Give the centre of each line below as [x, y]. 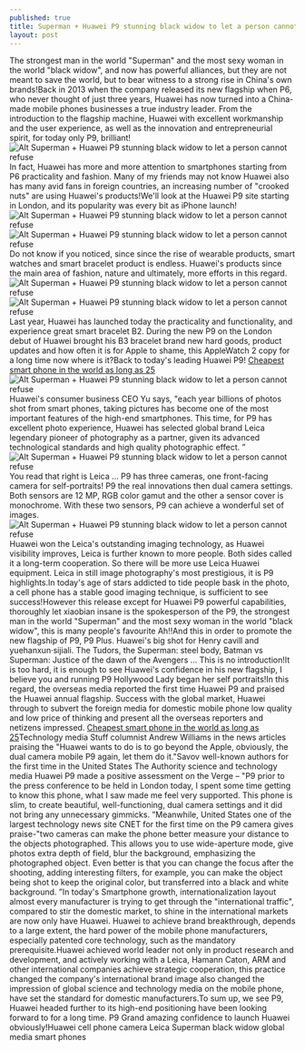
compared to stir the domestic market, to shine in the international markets [149, 912]
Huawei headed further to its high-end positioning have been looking [138, 1008]
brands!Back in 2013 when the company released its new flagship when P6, [151, 90]
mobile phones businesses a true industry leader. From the [142, 109]
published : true [40, 18]
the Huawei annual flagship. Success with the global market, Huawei [138, 699]
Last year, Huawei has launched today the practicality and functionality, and [151, 322]
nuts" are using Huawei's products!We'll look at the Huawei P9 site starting [149, 196]
